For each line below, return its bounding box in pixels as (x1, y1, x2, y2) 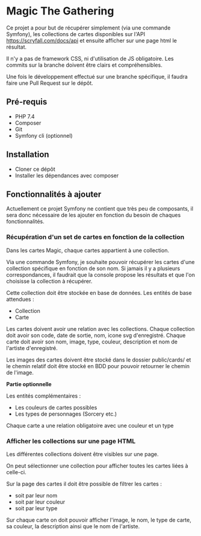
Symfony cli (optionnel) (14, 132, 73, 139)
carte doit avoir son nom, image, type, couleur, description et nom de (6, 338, 178, 345)
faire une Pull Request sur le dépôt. (6, 79, 93, 87)
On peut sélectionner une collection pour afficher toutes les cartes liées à (6, 462, 188, 469)
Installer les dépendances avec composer (14, 171, 119, 179)
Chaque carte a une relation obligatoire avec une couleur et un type (6, 422, 174, 429)
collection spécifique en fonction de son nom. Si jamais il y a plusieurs (6, 265, 181, 272)
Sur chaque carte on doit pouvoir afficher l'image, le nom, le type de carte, (6, 516, 191, 523)
